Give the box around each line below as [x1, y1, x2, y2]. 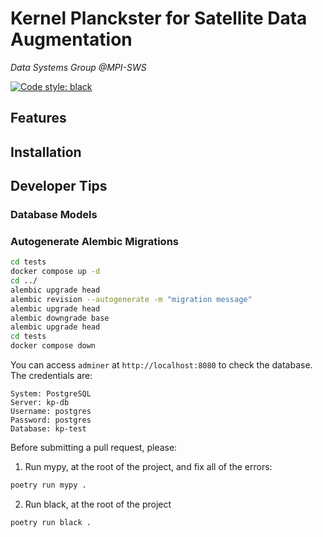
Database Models [10, 208, 98, 222]
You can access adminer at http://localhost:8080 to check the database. [10, 359, 313, 371]
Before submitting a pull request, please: [10, 442, 178, 454]
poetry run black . [10, 517, 92, 527]
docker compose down [10, 341, 97, 351]
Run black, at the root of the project [24, 498, 172, 510]
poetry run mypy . [10, 480, 87, 491]
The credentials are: [10, 370, 93, 382]
